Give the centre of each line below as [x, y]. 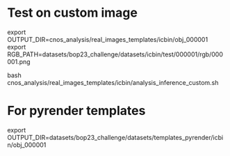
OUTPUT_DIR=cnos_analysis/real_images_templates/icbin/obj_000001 [108, 39]
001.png [19, 61]
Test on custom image [72, 13]
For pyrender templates [76, 111]
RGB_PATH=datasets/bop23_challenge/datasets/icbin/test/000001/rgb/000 [115, 54]
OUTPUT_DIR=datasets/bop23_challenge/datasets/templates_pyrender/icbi [115, 137]
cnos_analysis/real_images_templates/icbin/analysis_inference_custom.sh [113, 82]
